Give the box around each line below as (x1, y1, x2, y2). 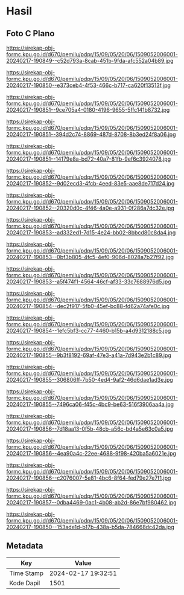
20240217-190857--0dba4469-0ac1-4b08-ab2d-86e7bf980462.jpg (6, 499, 177, 506)
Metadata (6, 541, 43, 551)
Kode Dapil (9, 579, 40, 587)
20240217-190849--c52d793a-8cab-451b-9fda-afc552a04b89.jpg (6, 57, 174, 64)
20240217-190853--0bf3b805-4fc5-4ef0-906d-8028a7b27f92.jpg (6, 254, 174, 260)
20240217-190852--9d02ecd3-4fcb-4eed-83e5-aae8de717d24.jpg (6, 180, 175, 187)
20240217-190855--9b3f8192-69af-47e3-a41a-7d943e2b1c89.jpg (6, 352, 172, 359)
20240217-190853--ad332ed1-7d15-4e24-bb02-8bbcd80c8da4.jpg (6, 229, 176, 236)
